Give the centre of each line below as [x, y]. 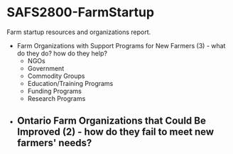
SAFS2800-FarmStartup [80, 12]
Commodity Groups [56, 76]
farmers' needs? [54, 143]
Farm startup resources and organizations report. [79, 32]
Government [46, 68]
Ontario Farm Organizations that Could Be [112, 121]
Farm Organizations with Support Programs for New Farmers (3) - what [121, 45]
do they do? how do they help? [62, 53]
